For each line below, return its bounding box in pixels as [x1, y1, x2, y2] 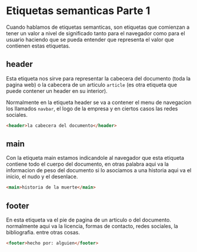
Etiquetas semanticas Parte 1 [6, 4, 151, 18]
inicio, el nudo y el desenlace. [6, 173, 78, 180]
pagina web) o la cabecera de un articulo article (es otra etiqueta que [6, 81, 178, 88]
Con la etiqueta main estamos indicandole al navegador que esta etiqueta [6, 154, 184, 162]
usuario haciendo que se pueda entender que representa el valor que [6, 36, 175, 43]
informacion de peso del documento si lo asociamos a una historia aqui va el [6, 167, 192, 174]
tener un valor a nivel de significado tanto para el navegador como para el [6, 29, 185, 36]
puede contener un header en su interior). [6, 87, 108, 95]
